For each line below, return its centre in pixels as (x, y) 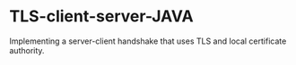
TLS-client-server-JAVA (102, 16)
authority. (27, 50)
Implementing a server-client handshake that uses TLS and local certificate (148, 41)
